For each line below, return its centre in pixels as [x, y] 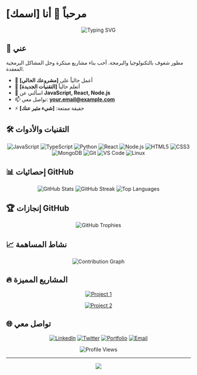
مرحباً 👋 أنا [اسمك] [46, 14]
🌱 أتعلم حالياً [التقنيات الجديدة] [47, 86]
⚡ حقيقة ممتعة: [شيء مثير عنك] [49, 108]
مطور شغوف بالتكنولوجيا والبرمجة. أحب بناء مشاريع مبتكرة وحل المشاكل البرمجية [95, 62]
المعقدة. [15, 69]
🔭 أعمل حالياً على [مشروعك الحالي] [53, 80]
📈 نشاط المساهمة [37, 244]
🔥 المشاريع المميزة [37, 280]
